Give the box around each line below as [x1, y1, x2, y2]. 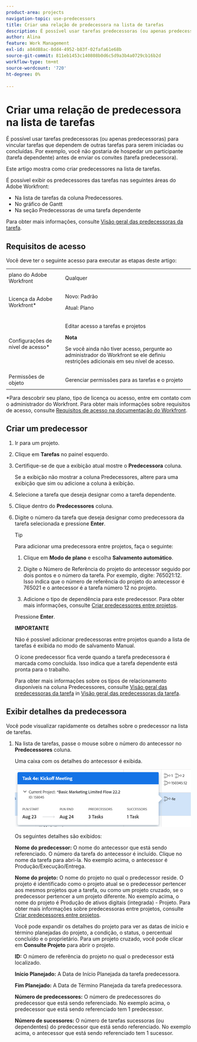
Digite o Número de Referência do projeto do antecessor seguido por [23, 565, 191, 572]
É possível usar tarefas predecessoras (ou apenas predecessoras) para [6, 135, 179, 142]
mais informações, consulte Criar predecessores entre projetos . [23, 602, 178, 609]
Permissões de [8, 373, 45, 380]
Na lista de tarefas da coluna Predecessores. [14, 194, 123, 202]
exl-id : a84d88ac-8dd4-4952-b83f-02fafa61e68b [6, 47, 122, 53]
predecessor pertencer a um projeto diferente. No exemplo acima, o [14, 893, 179, 900]
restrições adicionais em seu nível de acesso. [65, 358, 175, 365]
